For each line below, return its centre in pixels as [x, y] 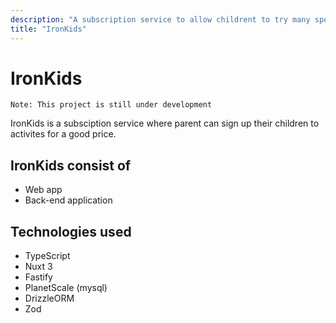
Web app [43, 190]
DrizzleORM [49, 298]
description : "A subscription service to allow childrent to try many [160, 19]
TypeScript [47, 256]
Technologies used [71, 231]
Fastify [38, 277]
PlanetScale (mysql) [66, 288]
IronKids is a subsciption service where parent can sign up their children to [165, 123]
